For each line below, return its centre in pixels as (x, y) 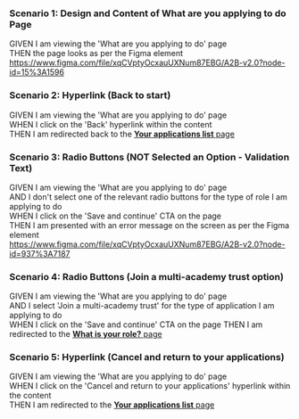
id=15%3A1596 (37, 72)
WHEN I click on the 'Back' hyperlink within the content (111, 124)
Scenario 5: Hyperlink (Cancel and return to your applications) (147, 357)
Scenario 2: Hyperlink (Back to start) (90, 95)
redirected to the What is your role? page (86, 334)
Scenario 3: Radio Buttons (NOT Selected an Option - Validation (149, 157)
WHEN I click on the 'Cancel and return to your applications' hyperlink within (150, 386)
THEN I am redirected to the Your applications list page (112, 405)
